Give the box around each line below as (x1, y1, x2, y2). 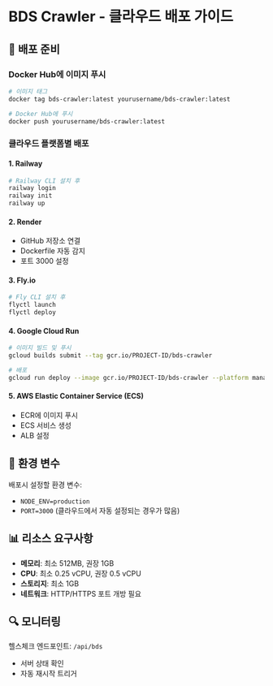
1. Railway (8, 158, 43, 168)
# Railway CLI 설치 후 (8, 176, 80, 185)
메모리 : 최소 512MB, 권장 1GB (19, 558, 115, 568)
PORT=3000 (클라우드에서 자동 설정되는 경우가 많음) (19, 505, 180, 516)
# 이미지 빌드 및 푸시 (8, 344, 71, 352)
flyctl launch (8, 301, 57, 309)
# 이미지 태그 (8, 87, 48, 96)
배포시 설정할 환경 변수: (8, 480, 83, 490)
